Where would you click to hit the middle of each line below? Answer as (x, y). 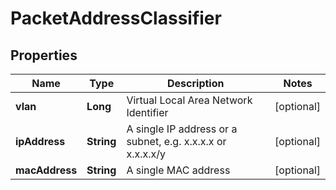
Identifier (147, 112)
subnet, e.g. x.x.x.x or (176, 141)
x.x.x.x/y (146, 154)
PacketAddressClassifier (116, 18)
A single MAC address (178, 170)
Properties (44, 55)
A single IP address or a (182, 129)
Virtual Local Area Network (189, 100)
